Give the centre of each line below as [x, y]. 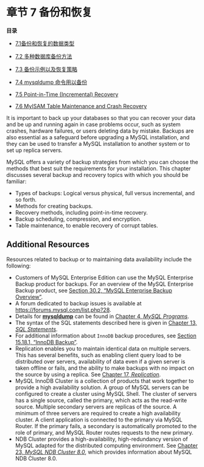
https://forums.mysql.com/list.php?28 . [63, 310]
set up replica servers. [34, 150]
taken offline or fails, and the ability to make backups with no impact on [105, 368]
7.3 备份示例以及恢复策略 [46, 69]
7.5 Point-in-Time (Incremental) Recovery [67, 94]
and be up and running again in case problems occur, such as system [93, 124]
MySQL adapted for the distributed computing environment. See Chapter [106, 445]
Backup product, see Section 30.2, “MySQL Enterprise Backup [93, 290]
